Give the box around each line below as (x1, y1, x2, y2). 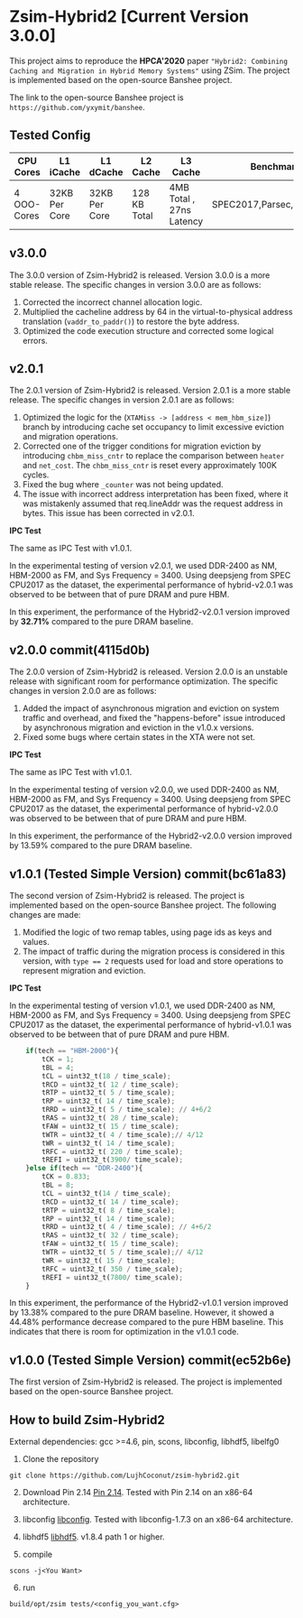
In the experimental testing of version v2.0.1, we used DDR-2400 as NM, (9, 560, 278, 571)
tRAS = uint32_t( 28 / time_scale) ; (41, 1114, 179, 1123)
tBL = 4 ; (41, 1063, 75, 1072)
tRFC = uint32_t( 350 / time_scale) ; (41, 1264, 183, 1273)
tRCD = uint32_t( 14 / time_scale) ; (41, 1197, 179, 1207)
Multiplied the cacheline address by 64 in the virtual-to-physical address (22, 306, 293, 317)
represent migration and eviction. (22, 966, 146, 975)
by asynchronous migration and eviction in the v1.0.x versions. (22, 722, 254, 733)
